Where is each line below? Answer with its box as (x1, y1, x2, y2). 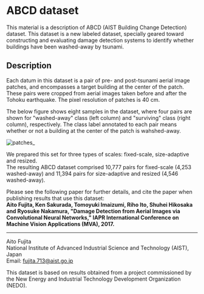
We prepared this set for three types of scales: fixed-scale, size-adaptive (6, 150, 189, 158)
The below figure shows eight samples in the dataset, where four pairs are (6, 107, 192, 115)
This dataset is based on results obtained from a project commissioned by (6, 269, 192, 276)
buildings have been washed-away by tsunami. (6, 43, 124, 50)
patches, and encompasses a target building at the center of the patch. (6, 83, 184, 90)
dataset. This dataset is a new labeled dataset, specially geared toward (6, 30, 184, 37)
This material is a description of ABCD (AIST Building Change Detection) (6, 24, 187, 31)
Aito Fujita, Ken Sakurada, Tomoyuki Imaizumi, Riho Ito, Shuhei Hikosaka (6, 201, 193, 208)
